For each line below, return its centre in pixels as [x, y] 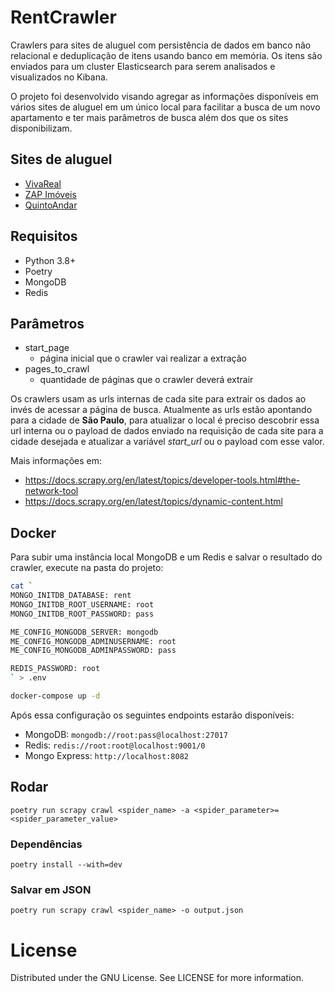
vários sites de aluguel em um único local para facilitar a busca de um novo [165, 107]
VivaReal [43, 183]
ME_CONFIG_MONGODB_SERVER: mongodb [84, 632]
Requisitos [44, 236]
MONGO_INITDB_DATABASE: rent [71, 596]
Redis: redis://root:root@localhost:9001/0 [115, 745]
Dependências [46, 844]
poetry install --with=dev [66, 865]
